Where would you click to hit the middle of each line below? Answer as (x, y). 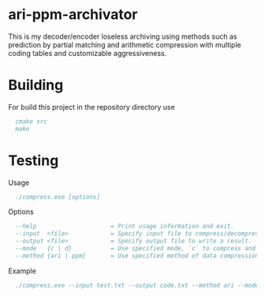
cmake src (31, 121)
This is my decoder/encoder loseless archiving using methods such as (123, 36)
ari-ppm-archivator (73, 15)
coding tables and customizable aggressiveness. (88, 53)
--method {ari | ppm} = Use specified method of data (116, 256)
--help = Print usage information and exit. (125, 227)
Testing (34, 160)
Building (36, 85)
